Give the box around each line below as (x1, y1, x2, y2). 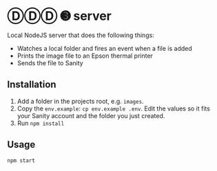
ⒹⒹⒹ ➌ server (7, 8, 112, 24)
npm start (7, 157, 36, 164)
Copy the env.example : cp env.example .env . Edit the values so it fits (17, 104, 210, 113)
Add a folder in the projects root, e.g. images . (17, 97, 144, 105)
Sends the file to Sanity (17, 58, 84, 67)
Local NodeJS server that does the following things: (7, 31, 155, 39)
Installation (7, 79, 56, 91)
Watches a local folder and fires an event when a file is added (17, 44, 193, 52)
